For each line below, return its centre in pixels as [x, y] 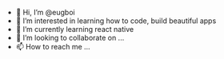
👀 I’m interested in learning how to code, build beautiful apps [116, 21]
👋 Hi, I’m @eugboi [45, 12]
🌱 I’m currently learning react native [75, 29]
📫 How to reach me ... [53, 47]
